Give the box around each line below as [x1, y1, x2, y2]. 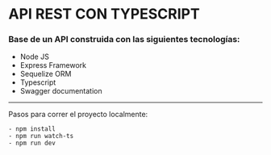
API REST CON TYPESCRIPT [8, 5, 200, 23]
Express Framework [19, 61, 87, 70]
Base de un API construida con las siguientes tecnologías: [8, 34, 240, 45]
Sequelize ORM [19, 69, 72, 79]
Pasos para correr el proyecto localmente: [8, 110, 148, 119]
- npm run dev [8, 139, 56, 148]
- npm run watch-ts [8, 132, 74, 140]
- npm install [8, 125, 56, 133]
